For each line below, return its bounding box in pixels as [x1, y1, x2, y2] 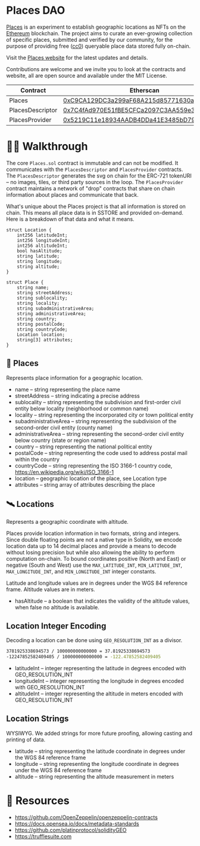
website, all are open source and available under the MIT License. [6, 72, 168, 79]
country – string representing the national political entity [14, 443, 152, 450]
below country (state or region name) [14, 436, 107, 444]
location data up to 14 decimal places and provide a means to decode [6, 542, 177, 549]
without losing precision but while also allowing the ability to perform [6, 548, 175, 556]
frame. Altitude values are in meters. [6, 585, 95, 592]
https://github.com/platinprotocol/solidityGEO [14, 826, 127, 833]
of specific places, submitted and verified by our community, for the [6, 36, 173, 43]
